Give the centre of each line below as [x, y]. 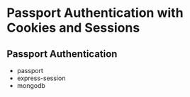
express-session [41, 78]
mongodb [31, 85]
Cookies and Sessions [73, 28]
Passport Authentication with [95, 13]
